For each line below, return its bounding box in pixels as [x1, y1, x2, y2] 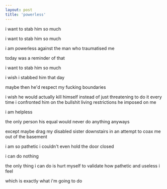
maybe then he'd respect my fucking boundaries [5, 84, 106, 90]
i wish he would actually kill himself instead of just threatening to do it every [5, 94, 162, 100]
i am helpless [5, 109, 33, 115]
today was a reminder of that [5, 55, 65, 61]
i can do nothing [5, 153, 39, 159]
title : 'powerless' [5, 12, 46, 17]
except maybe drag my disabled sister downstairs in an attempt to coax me [5, 128, 161, 134]
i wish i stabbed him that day [5, 74, 65, 80]
